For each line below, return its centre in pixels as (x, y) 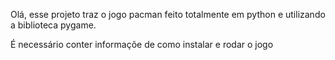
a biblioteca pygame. (53, 25)
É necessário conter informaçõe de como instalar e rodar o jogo (142, 44)
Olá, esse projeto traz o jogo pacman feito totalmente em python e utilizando (168, 14)
